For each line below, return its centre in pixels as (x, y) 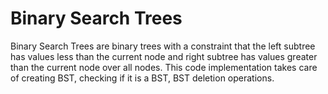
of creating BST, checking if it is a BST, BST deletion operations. (142, 78)
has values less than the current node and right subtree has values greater (164, 56)
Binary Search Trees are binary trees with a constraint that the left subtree (163, 46)
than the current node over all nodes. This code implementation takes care (164, 67)
